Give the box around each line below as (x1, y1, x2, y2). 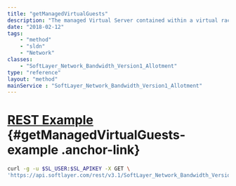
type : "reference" (7, 69, 61, 76)
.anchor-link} (60, 142, 140, 158)
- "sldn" (20, 43, 46, 50)
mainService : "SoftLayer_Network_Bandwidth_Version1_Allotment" (7, 82, 202, 89)
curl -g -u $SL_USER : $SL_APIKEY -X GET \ (7, 166, 131, 173)
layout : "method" (7, 75, 58, 83)
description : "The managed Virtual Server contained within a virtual (7, 17, 218, 24)
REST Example (7, 112, 93, 128)
